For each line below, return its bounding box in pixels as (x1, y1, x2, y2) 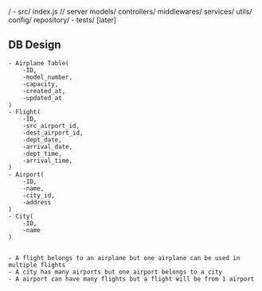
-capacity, (22, 80, 59, 88)
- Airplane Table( (8, 59, 69, 67)
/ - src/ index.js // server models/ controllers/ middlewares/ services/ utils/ (8, 7, 252, 16)
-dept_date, (22, 135, 62, 144)
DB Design (8, 38, 61, 52)
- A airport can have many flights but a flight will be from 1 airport (8, 274, 255, 283)
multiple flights (8, 261, 66, 269)
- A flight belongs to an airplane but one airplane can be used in (8, 254, 240, 262)
